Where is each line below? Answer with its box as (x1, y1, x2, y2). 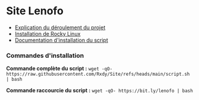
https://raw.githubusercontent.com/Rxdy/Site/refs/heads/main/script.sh (6, 71, 190, 77)
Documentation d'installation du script (14, 36, 109, 43)
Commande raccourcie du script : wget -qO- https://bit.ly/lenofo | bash (6, 87, 193, 94)
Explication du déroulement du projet (14, 24, 106, 31)
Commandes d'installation (6, 51, 84, 60)
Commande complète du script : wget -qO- (6, 65, 113, 72)
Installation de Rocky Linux (14, 30, 81, 37)
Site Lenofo (6, 4, 64, 18)
